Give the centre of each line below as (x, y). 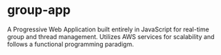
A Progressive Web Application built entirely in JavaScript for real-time (108, 29)
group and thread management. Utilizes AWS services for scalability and (111, 36)
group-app (39, 10)
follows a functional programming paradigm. (71, 44)
